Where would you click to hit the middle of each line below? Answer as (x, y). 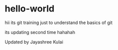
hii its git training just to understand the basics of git (59, 22)
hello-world (30, 9)
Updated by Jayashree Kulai (34, 42)
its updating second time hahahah (40, 32)
